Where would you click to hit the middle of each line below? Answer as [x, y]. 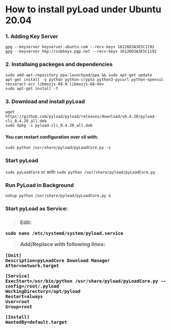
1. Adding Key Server [32, 36]
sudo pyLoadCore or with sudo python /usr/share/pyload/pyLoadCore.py [80, 172]
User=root [17, 302]
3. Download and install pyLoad [45, 101]
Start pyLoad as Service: [37, 208]
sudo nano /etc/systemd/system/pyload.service [65, 234]
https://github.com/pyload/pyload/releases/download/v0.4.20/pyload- [81, 117]
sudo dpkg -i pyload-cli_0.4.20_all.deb [49, 126]
